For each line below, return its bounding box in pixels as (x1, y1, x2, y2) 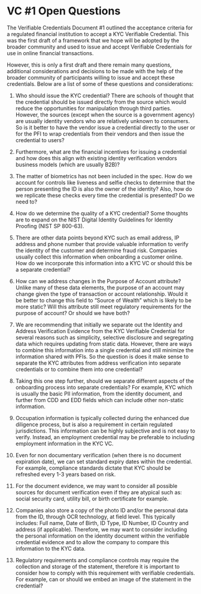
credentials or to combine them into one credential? (15, 365, 143, 373)
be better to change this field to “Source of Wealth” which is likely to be (15, 296, 192, 304)
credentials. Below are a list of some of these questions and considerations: (7, 80, 194, 88)
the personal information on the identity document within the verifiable (15, 532, 190, 539)
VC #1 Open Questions (7, 4, 121, 18)
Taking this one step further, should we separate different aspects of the (15, 377, 194, 385)
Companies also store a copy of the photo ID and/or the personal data (15, 506, 188, 514)
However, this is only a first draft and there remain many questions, (7, 61, 172, 68)
